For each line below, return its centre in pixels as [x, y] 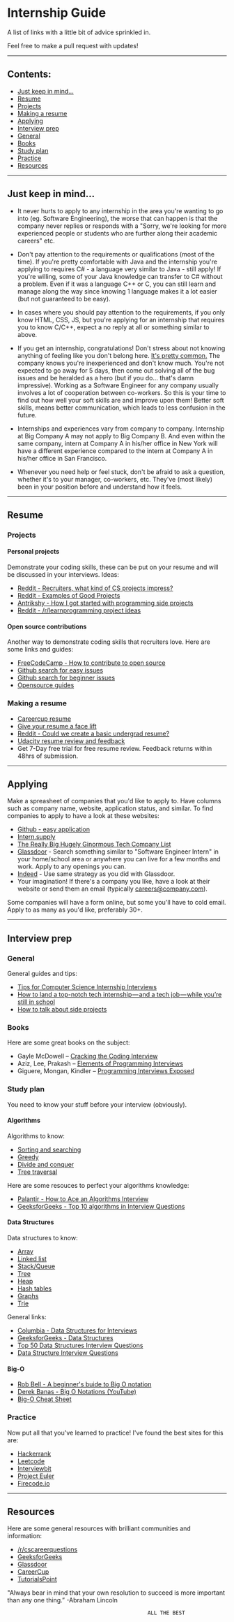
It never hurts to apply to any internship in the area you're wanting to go [120, 210]
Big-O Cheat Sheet [44, 1399]
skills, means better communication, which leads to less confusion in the [121, 408]
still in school [36, 1002]
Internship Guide [57, 13]
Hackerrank [34, 1454]
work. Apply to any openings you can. [72, 867]
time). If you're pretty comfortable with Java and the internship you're [117, 261]
